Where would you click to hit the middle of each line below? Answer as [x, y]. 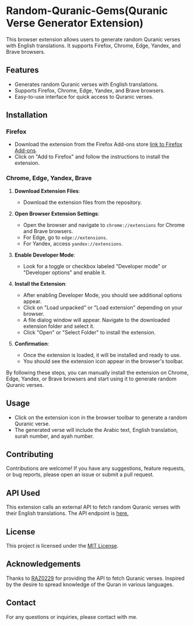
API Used [23, 493]
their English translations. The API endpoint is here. [68, 513]
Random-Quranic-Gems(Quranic [87, 11]
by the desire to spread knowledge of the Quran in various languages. [90, 584]
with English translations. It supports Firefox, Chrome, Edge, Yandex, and [94, 46]
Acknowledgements [43, 564]
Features [22, 70]
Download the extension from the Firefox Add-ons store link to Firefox [98, 144]
